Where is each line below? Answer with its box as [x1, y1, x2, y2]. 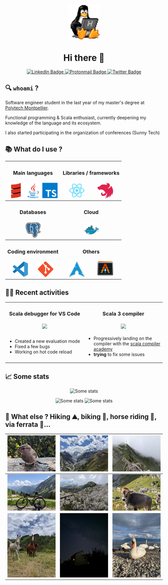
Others [82, 248, 100, 255]
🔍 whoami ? [5, 84, 39, 92]
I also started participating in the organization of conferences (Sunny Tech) [5, 130, 160, 136]
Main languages [12, 169, 53, 176]
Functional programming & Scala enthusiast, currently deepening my [5, 115, 146, 121]
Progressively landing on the [93, 336, 152, 341]
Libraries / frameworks [62, 169, 120, 176]
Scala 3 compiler [102, 311, 144, 318]
